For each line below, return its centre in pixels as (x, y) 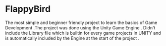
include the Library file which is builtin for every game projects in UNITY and (83, 33)
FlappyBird (28, 9)
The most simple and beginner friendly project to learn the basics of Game (81, 23)
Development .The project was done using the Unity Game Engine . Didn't (80, 27)
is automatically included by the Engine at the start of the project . (72, 38)
